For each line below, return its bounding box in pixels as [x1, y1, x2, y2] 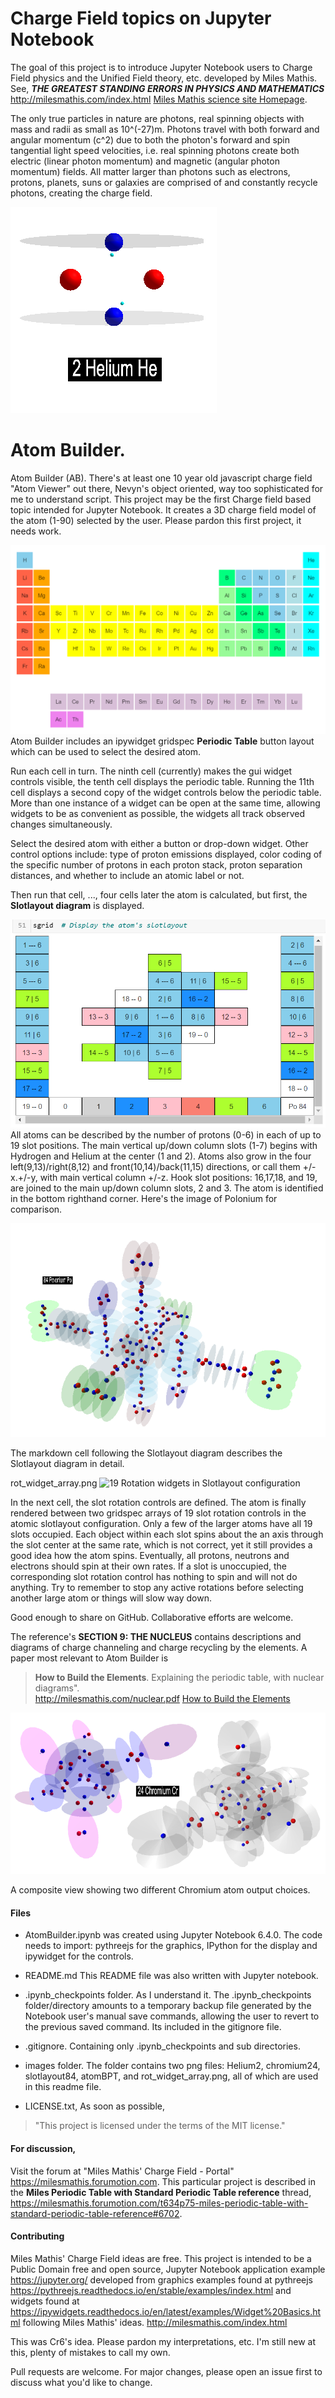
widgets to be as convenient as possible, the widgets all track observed [10, 807, 305, 819]
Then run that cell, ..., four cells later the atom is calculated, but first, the [10, 888, 308, 901]
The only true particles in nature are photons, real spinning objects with [10, 112, 305, 124]
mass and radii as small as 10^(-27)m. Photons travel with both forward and [10, 123, 320, 135]
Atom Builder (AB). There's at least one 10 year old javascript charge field [10, 472, 313, 484]
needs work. [10, 525, 62, 537]
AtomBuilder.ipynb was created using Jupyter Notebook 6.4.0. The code [24, 1929, 323, 1941]
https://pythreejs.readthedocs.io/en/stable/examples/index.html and [10, 2284, 292, 2296]
